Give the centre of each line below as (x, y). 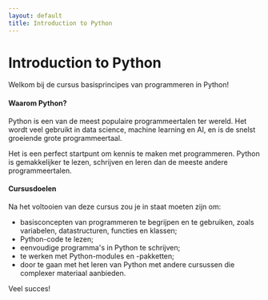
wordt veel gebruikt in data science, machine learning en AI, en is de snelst (132, 130)
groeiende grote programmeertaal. (65, 138)
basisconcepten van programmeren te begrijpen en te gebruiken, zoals (137, 222)
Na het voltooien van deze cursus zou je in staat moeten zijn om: (115, 206)
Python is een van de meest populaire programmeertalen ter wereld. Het (128, 121)
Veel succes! (29, 288)
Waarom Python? (38, 103)
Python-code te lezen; (56, 239)
